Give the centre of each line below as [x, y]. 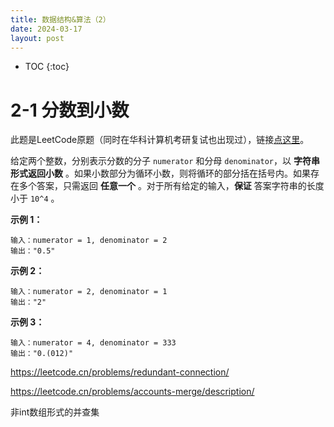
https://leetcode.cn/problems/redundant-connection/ [120, 372]
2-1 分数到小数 [70, 110]
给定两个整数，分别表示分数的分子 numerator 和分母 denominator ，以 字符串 [165, 161]
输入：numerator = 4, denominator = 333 [93, 343]
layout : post [37, 38]
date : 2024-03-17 [46, 29]
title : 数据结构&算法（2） [60, 19]
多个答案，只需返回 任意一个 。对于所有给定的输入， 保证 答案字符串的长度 [171, 186]
